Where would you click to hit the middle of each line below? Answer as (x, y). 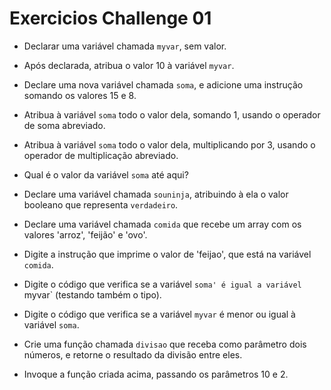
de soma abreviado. (64, 125)
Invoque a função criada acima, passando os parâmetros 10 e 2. (156, 374)
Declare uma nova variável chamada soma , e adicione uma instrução (163, 84)
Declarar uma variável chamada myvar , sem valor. (125, 46)
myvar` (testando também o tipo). (92, 294)
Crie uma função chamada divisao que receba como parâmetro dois (165, 344)
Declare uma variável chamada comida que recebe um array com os (162, 224)
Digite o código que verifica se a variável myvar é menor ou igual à (159, 314)
